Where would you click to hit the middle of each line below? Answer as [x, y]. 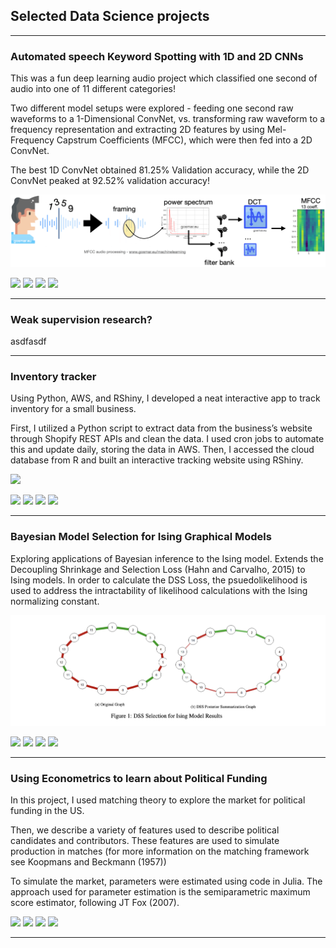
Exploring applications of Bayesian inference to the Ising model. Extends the [167, 558]
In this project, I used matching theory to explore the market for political [158, 800]
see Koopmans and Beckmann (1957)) [88, 862]
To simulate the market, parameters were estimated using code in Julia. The [166, 881]
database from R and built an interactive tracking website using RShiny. [157, 460]
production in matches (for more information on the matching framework [160, 851]
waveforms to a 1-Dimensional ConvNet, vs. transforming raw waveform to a [168, 119]
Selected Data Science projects [110, 16]
